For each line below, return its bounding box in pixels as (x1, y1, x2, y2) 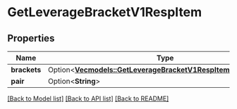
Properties (7, 32, 55, 44)
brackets (11, 65, 42, 75)
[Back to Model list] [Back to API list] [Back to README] (7, 94, 169, 103)
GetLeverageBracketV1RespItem (7, 4, 202, 20)
